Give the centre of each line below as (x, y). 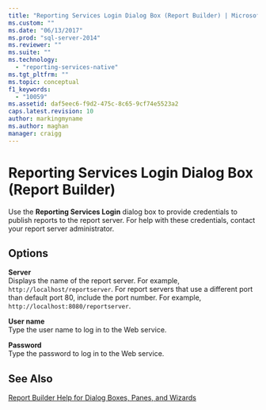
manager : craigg (35, 133)
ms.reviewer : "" (35, 45)
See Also (30, 379)
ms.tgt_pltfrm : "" (38, 75)
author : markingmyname (46, 119)
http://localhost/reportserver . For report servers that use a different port (131, 289)
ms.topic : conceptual (44, 82)
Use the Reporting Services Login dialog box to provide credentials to (123, 212)
